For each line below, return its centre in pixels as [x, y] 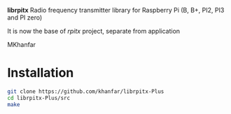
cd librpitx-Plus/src [39, 98]
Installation [41, 73]
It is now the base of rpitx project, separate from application [94, 31]
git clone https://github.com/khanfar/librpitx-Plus [86, 91]
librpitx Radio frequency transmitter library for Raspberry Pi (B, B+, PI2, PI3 [116, 10]
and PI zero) [25, 17]
